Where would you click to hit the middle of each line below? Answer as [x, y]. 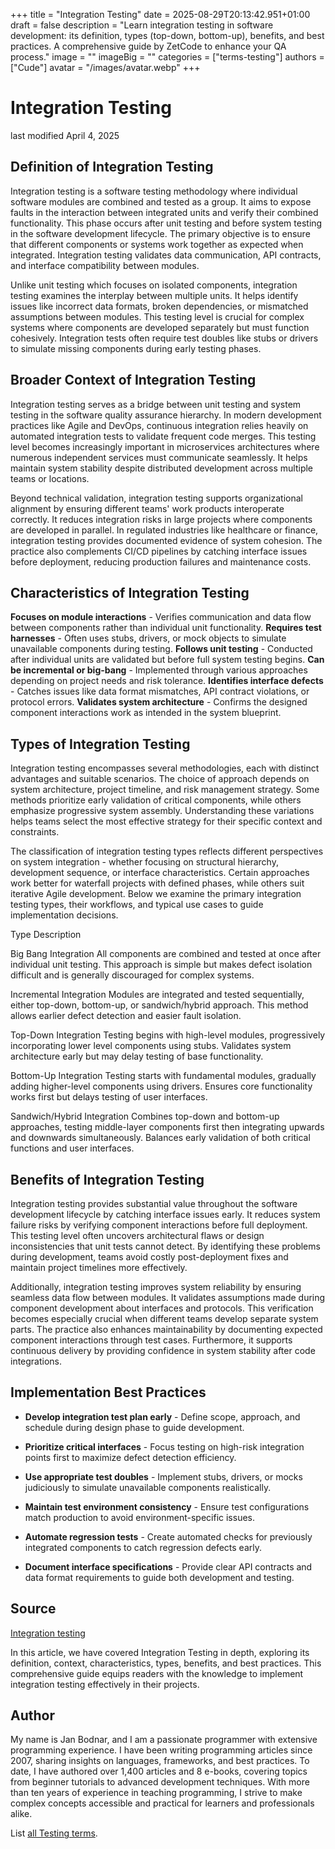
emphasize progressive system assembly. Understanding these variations [162, 811]
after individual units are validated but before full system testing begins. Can [167, 660]
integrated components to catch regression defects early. [143, 1547]
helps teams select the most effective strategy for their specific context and [166, 821]
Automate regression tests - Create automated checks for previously [168, 1536]
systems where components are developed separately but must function [160, 327]
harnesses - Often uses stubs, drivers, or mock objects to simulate [148, 638]
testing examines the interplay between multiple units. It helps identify [154, 295]
